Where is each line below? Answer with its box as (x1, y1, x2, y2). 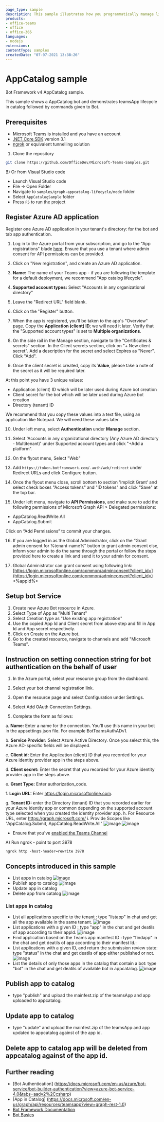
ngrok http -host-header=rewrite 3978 (5, 849, 84, 854)
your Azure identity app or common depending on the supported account (5, 805, 153, 811)
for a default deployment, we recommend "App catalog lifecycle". (12, 275, 144, 281)
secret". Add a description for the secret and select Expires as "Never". (12, 348, 155, 354)
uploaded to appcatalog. (12, 997, 62, 1003)
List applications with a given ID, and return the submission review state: (12, 944, 158, 951)
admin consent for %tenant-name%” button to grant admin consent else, (12, 543, 159, 549)
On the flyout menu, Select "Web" (12, 455, 81, 461)
